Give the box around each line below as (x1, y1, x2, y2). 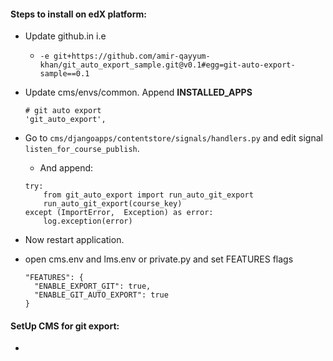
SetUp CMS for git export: (10, 320, 120, 332)
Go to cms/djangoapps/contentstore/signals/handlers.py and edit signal (24, 132, 323, 144)
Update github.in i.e (24, 30, 107, 42)
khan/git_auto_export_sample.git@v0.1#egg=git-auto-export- (39, 60, 296, 70)
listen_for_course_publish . (24, 143, 140, 155)
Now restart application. (24, 234, 125, 246)
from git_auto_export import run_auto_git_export (43, 190, 254, 200)
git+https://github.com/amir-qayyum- (53, 51, 211, 62)
